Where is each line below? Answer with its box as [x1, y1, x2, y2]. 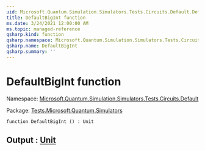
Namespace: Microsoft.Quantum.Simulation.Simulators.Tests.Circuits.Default [6, 95, 199, 102]
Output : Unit [6, 135, 56, 146]
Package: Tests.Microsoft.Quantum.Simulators [6, 107, 123, 114]
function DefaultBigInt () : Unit [6, 118, 95, 125]
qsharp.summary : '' [6, 49, 56, 55]
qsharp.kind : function [6, 32, 64, 38]
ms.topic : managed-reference [6, 26, 81, 32]
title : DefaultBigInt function [6, 15, 86, 21]
